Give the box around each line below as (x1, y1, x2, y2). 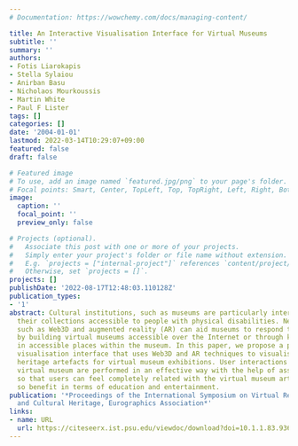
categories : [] (9, 120, 66, 129)
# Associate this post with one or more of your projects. (9, 242, 240, 251)
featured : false (9, 145, 69, 153)
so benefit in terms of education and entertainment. (17, 382, 220, 391)
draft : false (9, 153, 58, 161)
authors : (9, 54, 42, 63)
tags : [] (9, 112, 42, 121)
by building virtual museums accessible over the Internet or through (17, 333, 284, 342)
